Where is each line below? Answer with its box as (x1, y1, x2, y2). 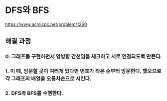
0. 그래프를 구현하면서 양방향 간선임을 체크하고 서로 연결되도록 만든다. (5, 53, 163, 60)
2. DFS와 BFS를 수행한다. (5, 90, 63, 97)
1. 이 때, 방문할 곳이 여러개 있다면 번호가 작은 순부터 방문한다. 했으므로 (5, 68, 162, 75)
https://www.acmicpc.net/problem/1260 (5, 21, 87, 27)
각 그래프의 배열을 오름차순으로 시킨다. (5, 75, 92, 82)
